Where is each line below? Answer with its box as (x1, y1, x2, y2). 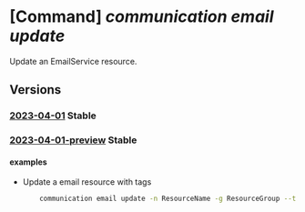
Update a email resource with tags (22, 177, 152, 187)
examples (9, 156, 47, 167)
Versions (9, 82, 62, 97)
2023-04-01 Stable (9, 109, 97, 122)
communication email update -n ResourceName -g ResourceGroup (39, 194, 280, 204)
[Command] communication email (9, 6, 274, 27)
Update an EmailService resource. (9, 56, 137, 66)
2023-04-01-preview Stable (9, 134, 137, 146)
